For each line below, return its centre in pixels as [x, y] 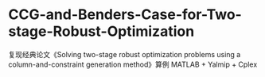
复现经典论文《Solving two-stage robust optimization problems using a [125, 54]
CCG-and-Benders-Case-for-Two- [125, 15]
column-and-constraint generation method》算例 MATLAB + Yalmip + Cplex [133, 64]
